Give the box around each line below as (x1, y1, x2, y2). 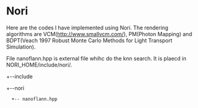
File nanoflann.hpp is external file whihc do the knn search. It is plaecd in (6, 55, 187, 62)
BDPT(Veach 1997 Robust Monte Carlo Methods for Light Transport (6, 37, 173, 44)
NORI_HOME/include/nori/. (6, 61, 73, 68)
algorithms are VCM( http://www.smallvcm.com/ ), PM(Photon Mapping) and (6, 30, 193, 37)
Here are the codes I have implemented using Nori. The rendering (6, 24, 169, 31)
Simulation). (6, 43, 36, 50)
